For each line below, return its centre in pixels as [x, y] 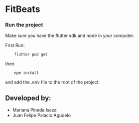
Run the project [24, 25]
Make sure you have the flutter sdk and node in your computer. [70, 35]
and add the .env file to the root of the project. [53, 82]
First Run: [15, 45]
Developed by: [28, 98]
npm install [26, 73]
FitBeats [23, 9]
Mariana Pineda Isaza [34, 110]
